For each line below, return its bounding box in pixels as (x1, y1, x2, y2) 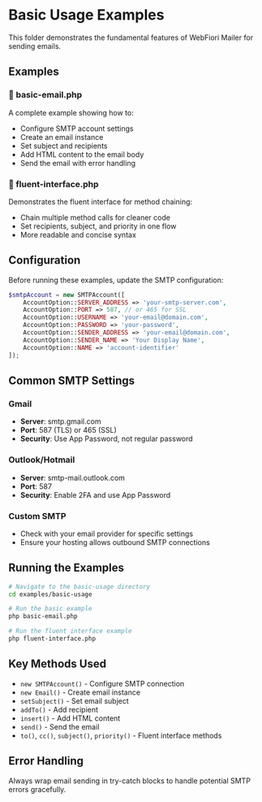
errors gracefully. (8, 784, 67, 794)
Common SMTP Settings (8, 374, 135, 387)
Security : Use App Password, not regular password (19, 434, 193, 444)
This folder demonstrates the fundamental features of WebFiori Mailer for (8, 33, 254, 42)
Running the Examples (8, 561, 124, 575)
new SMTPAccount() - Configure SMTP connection (19, 678, 185, 688)
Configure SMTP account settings (19, 124, 134, 133)
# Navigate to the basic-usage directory (8, 582, 151, 591)
